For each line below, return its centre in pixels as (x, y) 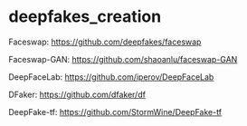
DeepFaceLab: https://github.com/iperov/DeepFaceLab (111, 77)
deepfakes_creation (85, 17)
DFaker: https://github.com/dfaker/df (77, 94)
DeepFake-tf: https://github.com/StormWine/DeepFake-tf (115, 111)
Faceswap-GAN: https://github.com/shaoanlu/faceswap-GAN (123, 59)
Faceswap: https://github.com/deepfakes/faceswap (105, 42)
